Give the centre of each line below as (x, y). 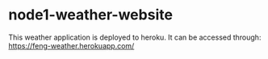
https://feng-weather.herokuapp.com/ (71, 45)
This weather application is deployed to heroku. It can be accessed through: (135, 37)
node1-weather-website (91, 15)
